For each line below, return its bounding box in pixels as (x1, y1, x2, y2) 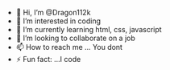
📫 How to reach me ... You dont (15, 43, 123, 51)
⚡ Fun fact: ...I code (15, 55, 81, 64)
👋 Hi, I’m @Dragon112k (15, 8, 91, 17)
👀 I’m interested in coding (15, 16, 102, 26)
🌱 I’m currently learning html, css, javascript (15, 25, 163, 34)
